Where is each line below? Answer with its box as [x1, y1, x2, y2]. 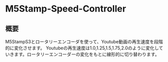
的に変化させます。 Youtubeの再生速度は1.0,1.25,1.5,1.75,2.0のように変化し [5, 45, 159, 51]
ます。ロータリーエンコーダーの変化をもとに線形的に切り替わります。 [14, 51, 159, 57]
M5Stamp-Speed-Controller [5, 3, 127, 15]
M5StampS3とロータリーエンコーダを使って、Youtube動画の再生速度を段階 [5, 39, 163, 44]
